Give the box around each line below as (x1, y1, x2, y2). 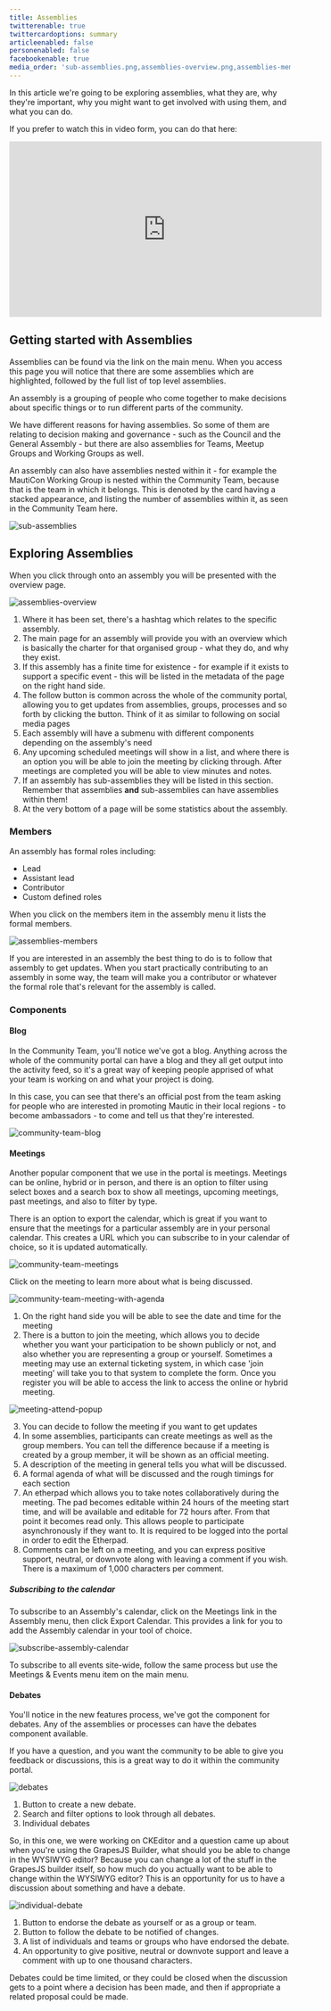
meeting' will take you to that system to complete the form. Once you (21, 1368, 277, 1379)
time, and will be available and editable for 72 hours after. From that (21, 1506, 270, 1517)
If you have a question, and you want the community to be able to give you (9, 1745, 284, 1757)
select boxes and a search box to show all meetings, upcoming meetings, (9, 1187, 279, 1198)
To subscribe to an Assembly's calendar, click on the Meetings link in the (9, 1606, 277, 1617)
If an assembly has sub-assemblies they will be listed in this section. (21, 775, 274, 786)
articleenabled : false (9, 37, 94, 47)
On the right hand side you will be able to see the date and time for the (21, 1311, 282, 1322)
